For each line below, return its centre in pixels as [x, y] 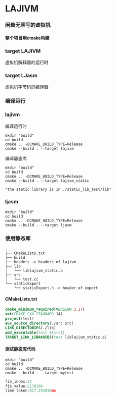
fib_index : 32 [19, 381]
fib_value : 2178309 [24, 386]
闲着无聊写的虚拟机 [28, 25]
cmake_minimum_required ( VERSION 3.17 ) [45, 310]
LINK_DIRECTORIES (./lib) [31, 328]
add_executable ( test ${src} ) [35, 333]
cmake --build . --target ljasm [38, 225]
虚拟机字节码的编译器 [27, 87]
